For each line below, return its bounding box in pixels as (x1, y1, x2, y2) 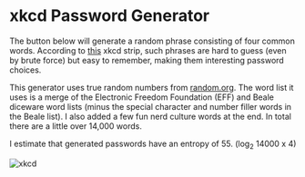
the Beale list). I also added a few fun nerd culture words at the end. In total (9, 111, 291, 122)
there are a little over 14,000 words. (9, 120, 143, 132)
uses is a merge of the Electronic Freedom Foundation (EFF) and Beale (9, 92, 275, 103)
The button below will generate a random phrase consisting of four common (9, 35, 296, 46)
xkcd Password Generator (9, 5, 210, 26)
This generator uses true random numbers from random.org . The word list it (9, 82, 294, 93)
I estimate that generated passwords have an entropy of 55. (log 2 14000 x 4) (9, 138, 297, 151)
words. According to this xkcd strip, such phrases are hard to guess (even (9, 44, 287, 55)
